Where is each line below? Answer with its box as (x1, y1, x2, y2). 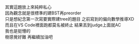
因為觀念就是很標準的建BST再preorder (5, 10, 82, 16)
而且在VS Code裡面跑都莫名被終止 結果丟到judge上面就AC (5, 22, 122, 28)
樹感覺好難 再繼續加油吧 (5, 34, 53, 40)
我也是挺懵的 (5, 28, 30, 33)
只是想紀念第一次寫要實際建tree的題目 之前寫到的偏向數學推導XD (5, 16, 134, 22)
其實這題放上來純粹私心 (5, 4, 52, 10)
